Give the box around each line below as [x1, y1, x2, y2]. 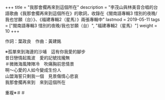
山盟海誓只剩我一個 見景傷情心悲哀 [5, 73, 79, 79]
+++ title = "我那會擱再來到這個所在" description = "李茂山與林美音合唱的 [5, 4, 154, 10]
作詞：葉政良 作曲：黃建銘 [5, 38, 62, 44]
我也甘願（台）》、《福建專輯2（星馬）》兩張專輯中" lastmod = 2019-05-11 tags [5, 17, 160, 22]
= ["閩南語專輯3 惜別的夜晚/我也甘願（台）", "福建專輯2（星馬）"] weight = [5, 23, 158, 28]
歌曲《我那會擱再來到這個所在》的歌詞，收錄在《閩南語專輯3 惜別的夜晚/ [9, 10, 158, 16]
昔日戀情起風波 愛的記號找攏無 [5, 55, 70, 60]
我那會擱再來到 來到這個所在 [5, 79, 66, 85]
